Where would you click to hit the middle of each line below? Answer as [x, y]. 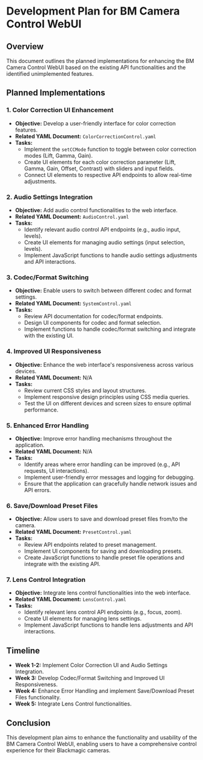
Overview [25, 46]
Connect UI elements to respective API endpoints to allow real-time [108, 175]
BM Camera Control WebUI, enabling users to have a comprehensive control [101, 744]
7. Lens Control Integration [46, 580]
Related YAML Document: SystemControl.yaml [73, 304]
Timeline [23, 651]
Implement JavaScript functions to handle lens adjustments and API [108, 625]
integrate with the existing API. [62, 564]
